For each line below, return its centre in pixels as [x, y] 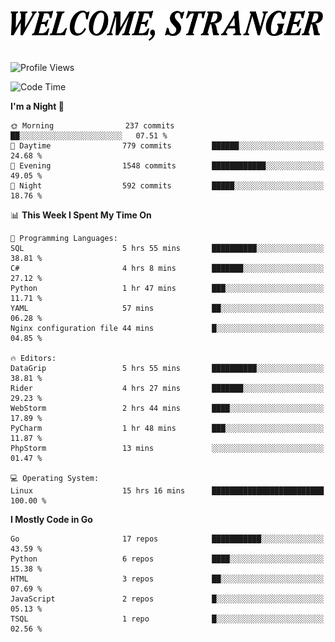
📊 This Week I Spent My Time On [81, 215]
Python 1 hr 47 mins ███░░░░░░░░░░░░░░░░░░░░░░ [167, 289]
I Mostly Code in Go [51, 520]
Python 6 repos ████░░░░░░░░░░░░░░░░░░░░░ [167, 559]
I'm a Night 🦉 [37, 106]
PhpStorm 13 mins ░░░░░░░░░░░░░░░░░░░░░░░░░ [167, 449]
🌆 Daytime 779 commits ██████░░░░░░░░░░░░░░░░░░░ [167, 146]
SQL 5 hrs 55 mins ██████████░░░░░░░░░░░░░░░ [167, 249]
